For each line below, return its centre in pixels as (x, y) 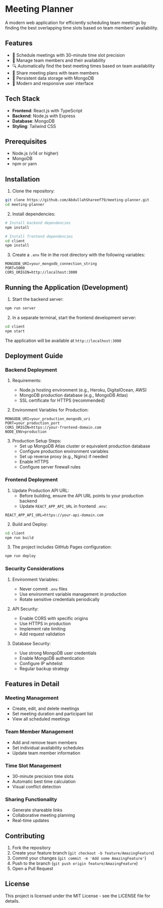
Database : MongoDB (33, 121)
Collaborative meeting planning (43, 815)
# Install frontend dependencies (39, 236)
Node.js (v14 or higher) (35, 154)
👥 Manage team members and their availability (59, 60)
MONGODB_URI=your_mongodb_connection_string (51, 264)
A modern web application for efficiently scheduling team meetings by (76, 23)
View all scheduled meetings (41, 719)
